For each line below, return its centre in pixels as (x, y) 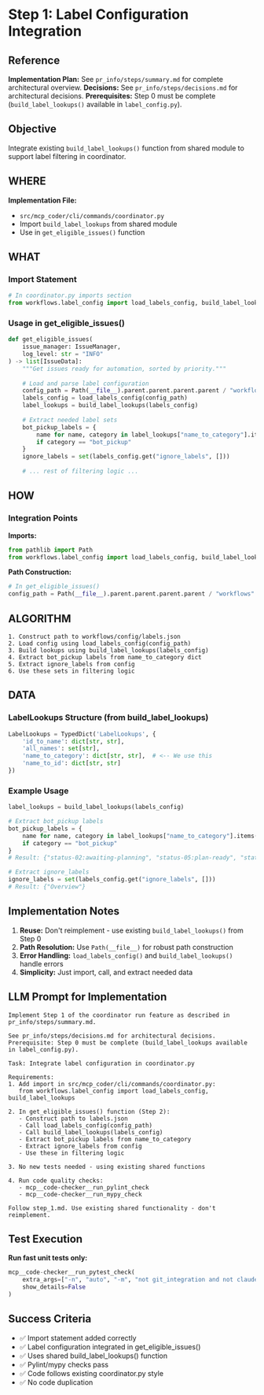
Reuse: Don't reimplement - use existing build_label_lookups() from (131, 930)
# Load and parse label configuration (86, 384)
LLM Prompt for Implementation (88, 997)
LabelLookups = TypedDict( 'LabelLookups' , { (82, 734)
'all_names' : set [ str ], (61, 749)
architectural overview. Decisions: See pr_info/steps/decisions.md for (123, 87)
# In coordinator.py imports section (70, 296)
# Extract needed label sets (70, 420)
